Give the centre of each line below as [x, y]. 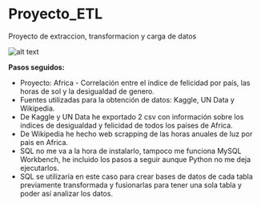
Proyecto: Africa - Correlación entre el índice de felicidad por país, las [135, 83]
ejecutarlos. [39, 168]
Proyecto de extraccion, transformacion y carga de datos [102, 36]
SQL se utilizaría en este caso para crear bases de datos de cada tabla [137, 176]
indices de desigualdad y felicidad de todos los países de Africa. [126, 125]
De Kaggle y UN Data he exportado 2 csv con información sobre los [132, 116]
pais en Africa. [44, 142]
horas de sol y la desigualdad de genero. [87, 91]
